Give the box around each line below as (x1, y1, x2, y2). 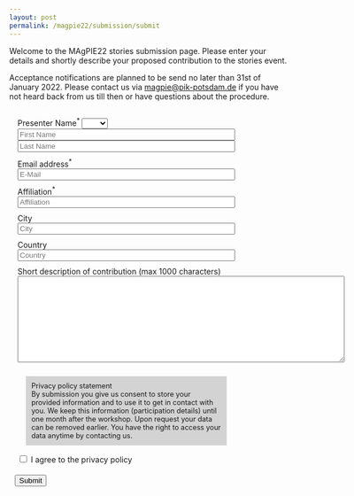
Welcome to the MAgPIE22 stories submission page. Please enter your (9, 45, 267, 56)
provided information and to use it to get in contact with (31, 398, 214, 407)
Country (17, 240, 48, 251)
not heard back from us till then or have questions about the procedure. (9, 90, 270, 102)
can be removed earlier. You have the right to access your (31, 422, 221, 432)
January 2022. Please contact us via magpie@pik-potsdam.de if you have (9, 81, 279, 92)
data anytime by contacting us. (31, 431, 133, 441)
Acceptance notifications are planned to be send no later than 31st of (9, 72, 261, 82)
